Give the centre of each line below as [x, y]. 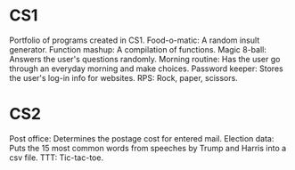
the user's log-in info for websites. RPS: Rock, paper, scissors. [123, 77]
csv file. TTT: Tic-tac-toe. [57, 158]
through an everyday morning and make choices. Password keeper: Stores [146, 69]
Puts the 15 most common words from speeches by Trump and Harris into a [148, 148]
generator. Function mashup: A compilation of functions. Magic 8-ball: [138, 49]
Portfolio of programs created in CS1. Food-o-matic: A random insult [135, 40]
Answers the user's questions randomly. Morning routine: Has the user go [145, 59]
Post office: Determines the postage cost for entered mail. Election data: [142, 138]
